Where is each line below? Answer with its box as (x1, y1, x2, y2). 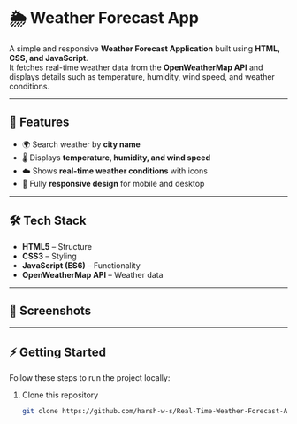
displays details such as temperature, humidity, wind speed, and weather (9, 71, 276, 81)
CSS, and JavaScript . (9, 52, 88, 63)
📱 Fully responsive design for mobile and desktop (21, 178, 205, 189)
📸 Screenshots (9, 303, 92, 318)
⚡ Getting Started (9, 344, 106, 359)
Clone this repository (21, 389, 99, 400)
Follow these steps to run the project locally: (9, 373, 171, 383)
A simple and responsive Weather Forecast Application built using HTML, (9, 42, 280, 54)
